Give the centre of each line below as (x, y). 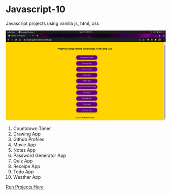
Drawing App (27, 134)
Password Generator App (40, 155)
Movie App (24, 144)
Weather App (27, 177)
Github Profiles (29, 139)
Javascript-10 (36, 9)
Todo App (23, 172)
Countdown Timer (32, 128)
